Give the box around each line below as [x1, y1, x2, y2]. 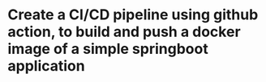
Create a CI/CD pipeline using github [7, 6, 259, 24]
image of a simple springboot [7, 40, 208, 58]
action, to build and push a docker [7, 23, 241, 41]
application [7, 57, 86, 76]
